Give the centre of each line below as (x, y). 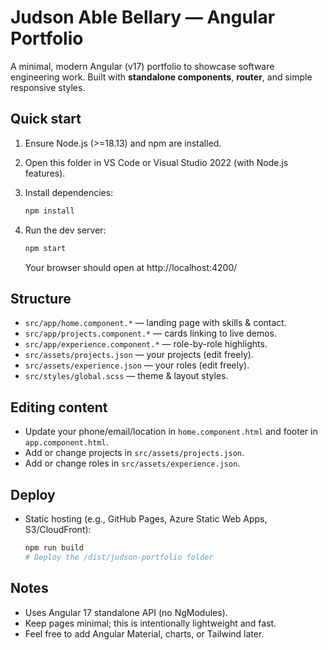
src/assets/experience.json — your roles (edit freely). (137, 365)
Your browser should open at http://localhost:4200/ (131, 267)
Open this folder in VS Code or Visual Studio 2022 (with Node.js (156, 162)
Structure (41, 298)
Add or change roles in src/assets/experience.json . (132, 463)
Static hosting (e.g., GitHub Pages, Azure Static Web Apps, (146, 518)
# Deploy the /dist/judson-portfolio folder (119, 557)
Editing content (59, 407)
